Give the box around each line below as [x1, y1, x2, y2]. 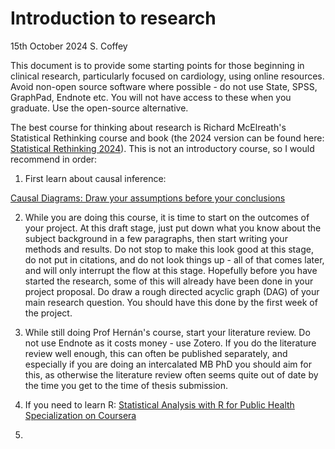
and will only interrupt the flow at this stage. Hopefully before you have [24, 264, 318, 276]
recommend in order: [10, 153, 98, 165]
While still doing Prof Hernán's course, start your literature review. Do [24, 326, 311, 338]
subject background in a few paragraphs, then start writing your [24, 232, 288, 244]
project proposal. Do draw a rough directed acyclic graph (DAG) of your [24, 285, 320, 297]
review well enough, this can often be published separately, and [24, 347, 288, 359]
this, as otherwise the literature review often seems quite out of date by [24, 368, 319, 381]
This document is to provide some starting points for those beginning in [10, 59, 305, 71]
